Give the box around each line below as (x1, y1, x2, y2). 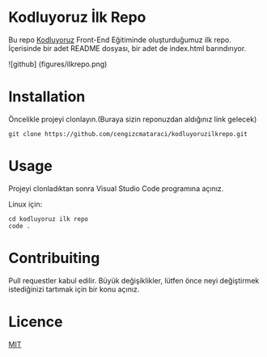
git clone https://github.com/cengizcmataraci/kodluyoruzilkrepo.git (8, 130, 248, 138)
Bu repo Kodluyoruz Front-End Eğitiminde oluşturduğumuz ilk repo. (8, 35, 232, 45)
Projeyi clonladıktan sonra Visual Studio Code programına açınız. (8, 183, 224, 193)
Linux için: (8, 199, 43, 209)
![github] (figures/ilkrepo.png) (8, 59, 108, 69)
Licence (8, 312, 63, 331)
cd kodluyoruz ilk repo (8, 215, 89, 223)
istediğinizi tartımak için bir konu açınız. (8, 284, 140, 294)
